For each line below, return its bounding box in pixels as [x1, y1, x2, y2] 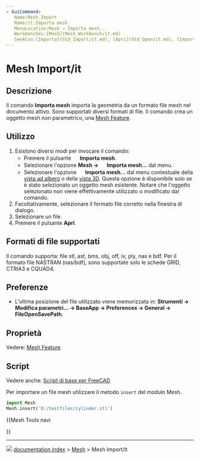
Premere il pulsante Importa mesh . [23, 154, 117, 162]
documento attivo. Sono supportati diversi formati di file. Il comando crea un [6, 108, 193, 115]
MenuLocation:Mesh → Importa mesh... [14, 25, 108, 32]
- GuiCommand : [6, 8, 42, 15]
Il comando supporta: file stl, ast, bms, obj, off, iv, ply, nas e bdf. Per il [6, 252, 177, 259]
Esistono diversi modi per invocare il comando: [14, 147, 130, 154]
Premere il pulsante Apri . [14, 219, 76, 227]
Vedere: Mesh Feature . [6, 344, 62, 351]
